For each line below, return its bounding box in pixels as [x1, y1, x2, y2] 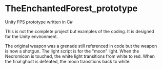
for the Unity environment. [5, 34, 58, 39]
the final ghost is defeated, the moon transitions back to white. [5, 58, 131, 64]
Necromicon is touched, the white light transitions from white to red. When [5, 53, 155, 59]
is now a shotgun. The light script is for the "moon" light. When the [5, 48, 139, 54]
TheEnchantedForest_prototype [5, 3, 138, 14]
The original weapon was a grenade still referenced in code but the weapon [5, 43, 157, 49]
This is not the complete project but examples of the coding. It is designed [5, 28, 155, 34]
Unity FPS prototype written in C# [5, 19, 73, 25]
